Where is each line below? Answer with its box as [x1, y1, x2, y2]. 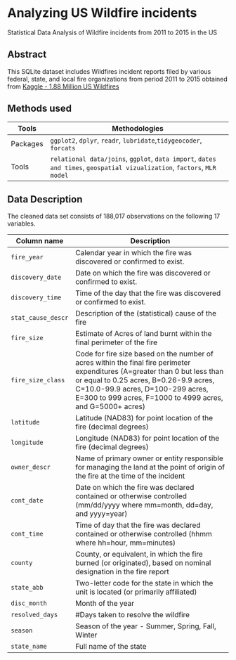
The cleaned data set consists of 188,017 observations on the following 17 [7, 212, 221, 221]
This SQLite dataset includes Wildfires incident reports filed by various [7, 67, 211, 75]
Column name [15, 236, 64, 246]
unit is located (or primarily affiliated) [74, 587, 197, 597]
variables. [7, 219, 36, 228]
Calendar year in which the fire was [74, 248, 192, 258]
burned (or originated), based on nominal [74, 558, 211, 568]
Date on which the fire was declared [74, 483, 195, 493]
